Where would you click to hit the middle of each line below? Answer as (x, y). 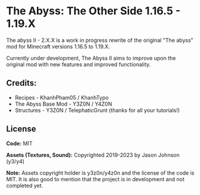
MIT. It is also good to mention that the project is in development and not (96, 179)
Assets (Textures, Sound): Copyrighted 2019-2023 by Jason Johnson (93, 155)
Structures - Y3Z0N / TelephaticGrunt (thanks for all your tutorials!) (97, 110)
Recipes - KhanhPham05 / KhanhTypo (62, 97)
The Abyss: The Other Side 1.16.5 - (93, 11)
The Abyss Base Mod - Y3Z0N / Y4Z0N (63, 104)
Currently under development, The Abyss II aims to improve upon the (91, 58)
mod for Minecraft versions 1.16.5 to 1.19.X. (58, 47)
